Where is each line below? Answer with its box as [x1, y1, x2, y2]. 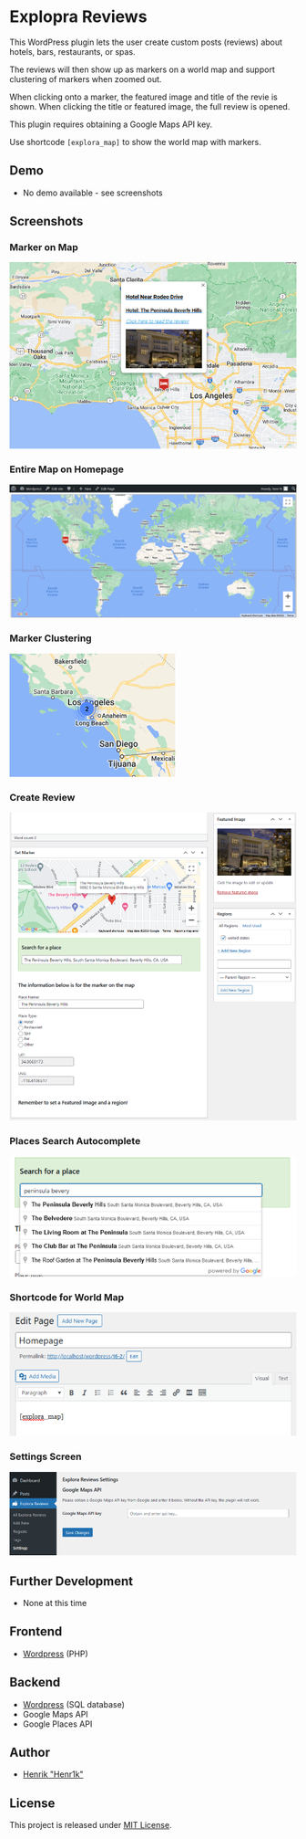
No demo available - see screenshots [22, 187, 163, 198]
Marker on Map [9, 241, 79, 254]
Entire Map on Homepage [9, 463, 125, 476]
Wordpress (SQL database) [22, 1698, 126, 1709]
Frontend [9, 1624, 63, 1640]
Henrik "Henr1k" [22, 1769, 84, 1780]
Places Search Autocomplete [9, 1134, 141, 1147]
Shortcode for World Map [9, 1290, 125, 1303]
